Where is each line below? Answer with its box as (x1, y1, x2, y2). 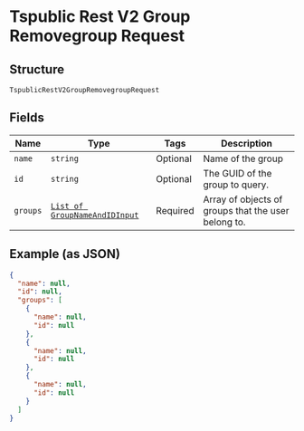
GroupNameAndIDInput (51, 210, 139, 220)
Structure (9, 62, 65, 77)
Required (156, 204, 195, 216)
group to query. (203, 178, 270, 191)
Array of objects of (203, 193, 283, 206)
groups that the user (203, 204, 290, 216)
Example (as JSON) (9, 246, 120, 262)
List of (51, 201, 84, 211)
